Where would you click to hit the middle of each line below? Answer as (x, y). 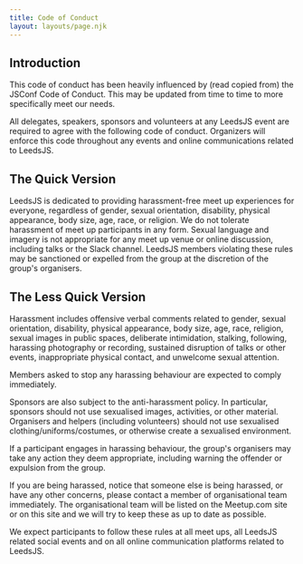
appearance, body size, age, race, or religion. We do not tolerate (129, 220)
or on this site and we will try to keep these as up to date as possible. (138, 514)
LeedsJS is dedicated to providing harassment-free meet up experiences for (152, 201)
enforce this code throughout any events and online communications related (151, 141)
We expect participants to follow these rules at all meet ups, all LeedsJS (143, 531)
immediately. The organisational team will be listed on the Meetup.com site (148, 504)
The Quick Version (63, 179)
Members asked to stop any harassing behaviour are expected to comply (146, 374)
